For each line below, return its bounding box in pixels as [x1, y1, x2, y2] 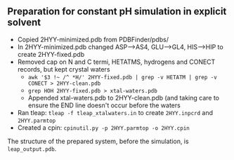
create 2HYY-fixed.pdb [17, 50, 85, 58]
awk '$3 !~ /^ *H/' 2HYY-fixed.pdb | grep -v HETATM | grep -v [27, 74, 218, 81]
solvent [7, 17, 41, 29]
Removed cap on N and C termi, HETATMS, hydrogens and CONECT [17, 58, 216, 66]
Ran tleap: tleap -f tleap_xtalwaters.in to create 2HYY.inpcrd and [17, 108, 213, 116]
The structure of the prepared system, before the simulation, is [7, 137, 189, 145]
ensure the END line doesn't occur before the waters [27, 101, 181, 109]
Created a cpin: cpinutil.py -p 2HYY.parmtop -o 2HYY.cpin [17, 123, 190, 132]
